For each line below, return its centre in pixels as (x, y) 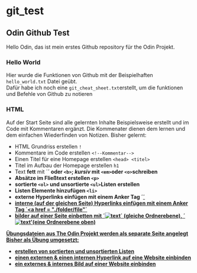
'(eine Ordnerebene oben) (63, 222)
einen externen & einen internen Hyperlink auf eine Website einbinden (103, 257)
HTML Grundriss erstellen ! (48, 146)
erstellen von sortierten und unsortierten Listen (75, 251)
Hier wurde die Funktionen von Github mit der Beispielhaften (80, 75)
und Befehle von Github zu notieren (49, 94)
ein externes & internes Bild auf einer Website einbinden (85, 264)
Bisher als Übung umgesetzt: (43, 240)
